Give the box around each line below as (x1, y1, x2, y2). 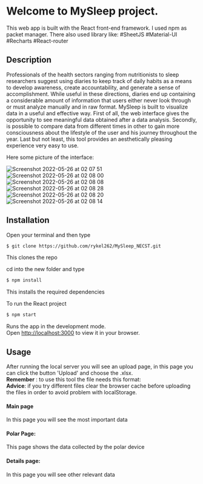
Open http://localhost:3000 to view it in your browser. (6, 329, 141, 337)
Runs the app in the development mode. (6, 323, 106, 330)
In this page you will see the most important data (6, 416, 128, 423)
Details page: (6, 457, 41, 465)
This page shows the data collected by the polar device (6, 443, 145, 451)
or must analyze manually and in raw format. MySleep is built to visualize (6, 103, 188, 110)
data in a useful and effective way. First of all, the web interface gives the (6, 109, 189, 116)
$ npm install (6, 277, 42, 283)
